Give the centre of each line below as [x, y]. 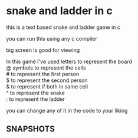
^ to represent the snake [35, 93]
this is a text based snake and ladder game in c [63, 27]
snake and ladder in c [60, 11]
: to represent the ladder [35, 99]
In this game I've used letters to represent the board [69, 61]
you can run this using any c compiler [52, 38]
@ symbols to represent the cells [46, 68]
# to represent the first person [43, 74]
